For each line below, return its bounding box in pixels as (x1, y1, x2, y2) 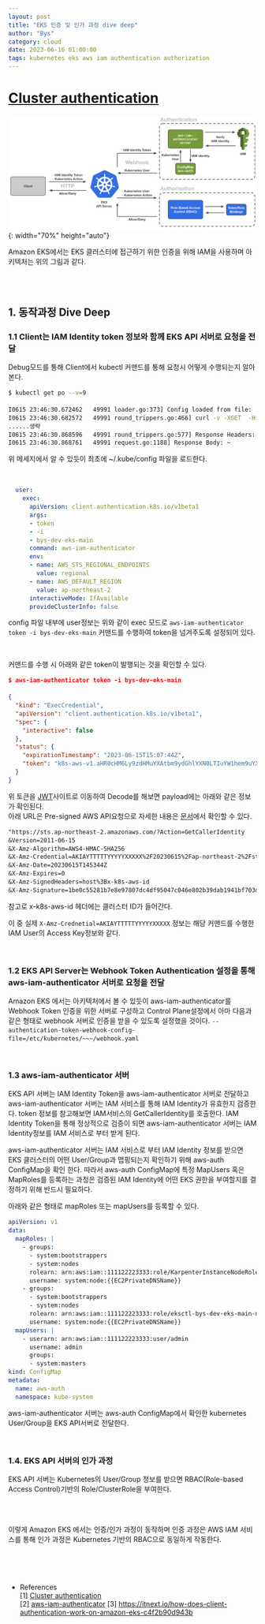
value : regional (36, 569, 90, 577)
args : (28, 511, 47, 519)
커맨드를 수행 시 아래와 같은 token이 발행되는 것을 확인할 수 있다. (8, 659, 207, 670)
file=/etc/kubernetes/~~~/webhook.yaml (8, 1035, 140, 1043)
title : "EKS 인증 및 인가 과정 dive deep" (8, 21, 138, 29)
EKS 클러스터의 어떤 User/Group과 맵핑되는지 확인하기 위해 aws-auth (8, 1155, 225, 1165)
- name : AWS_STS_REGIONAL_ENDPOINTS (28, 561, 150, 569)
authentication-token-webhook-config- (8, 1026, 136, 1035)
